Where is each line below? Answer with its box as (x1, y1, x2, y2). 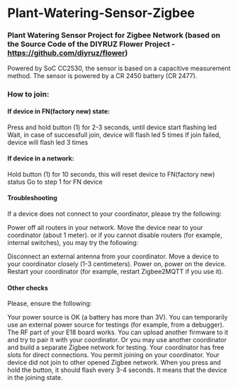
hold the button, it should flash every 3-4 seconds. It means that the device (7, 366, 227, 374)
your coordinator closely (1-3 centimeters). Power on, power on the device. (7, 260, 227, 268)
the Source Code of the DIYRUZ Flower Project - (7, 39, 176, 49)
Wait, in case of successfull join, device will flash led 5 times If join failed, (7, 130, 221, 139)
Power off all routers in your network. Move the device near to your (7, 224, 203, 232)
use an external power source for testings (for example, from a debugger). (7, 321, 225, 329)
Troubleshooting (7, 194, 58, 202)
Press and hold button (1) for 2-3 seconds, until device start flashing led (7, 123, 217, 131)
